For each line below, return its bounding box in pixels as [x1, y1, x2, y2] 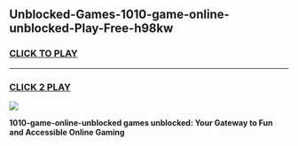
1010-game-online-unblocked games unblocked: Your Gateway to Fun [9, 117, 273, 127]
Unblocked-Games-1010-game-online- [9, 7, 231, 22]
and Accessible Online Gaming [9, 127, 125, 137]
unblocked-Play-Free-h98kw [9, 21, 174, 36]
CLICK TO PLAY [9, 48, 78, 60]
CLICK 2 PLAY [9, 81, 71, 93]
